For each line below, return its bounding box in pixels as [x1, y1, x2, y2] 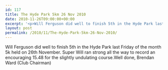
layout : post [5, 26, 32, 31]
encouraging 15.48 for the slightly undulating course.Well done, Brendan [5, 55, 154, 60]
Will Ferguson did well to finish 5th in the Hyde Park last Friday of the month [5, 44, 161, 50]
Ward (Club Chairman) [5, 60, 51, 66]
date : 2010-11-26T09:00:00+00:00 [5, 16, 75, 21]
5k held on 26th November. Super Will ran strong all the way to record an [5, 49, 155, 55]
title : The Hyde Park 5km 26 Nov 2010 [5, 12, 86, 17]
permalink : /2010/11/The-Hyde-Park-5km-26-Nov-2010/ [5, 30, 117, 35]
